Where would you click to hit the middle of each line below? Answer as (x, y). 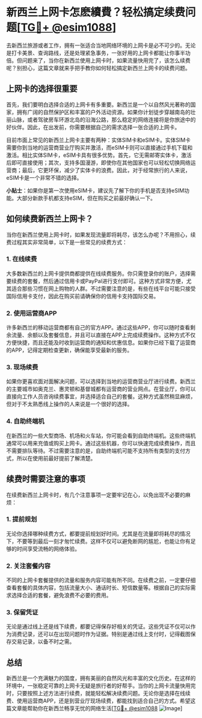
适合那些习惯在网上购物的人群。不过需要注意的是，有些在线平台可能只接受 (103, 288)
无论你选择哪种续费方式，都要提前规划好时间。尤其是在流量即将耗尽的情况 (98, 533)
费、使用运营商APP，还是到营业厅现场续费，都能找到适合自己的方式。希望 (98, 701)
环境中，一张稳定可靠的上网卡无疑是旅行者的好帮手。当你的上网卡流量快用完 (101, 686)
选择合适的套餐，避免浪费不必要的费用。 (61, 596)
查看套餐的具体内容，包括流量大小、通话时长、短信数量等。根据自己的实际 (98, 588)
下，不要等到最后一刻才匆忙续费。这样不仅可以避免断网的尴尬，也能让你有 (98, 541)
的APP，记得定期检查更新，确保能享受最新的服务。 (69, 350)
